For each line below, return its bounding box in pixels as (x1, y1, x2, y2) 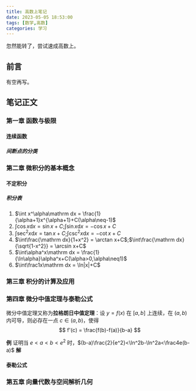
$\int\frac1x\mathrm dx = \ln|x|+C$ (14, 261, 101, 268)
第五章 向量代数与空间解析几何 (6, 377, 93, 386)
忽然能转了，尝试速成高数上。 (6, 42, 79, 49)
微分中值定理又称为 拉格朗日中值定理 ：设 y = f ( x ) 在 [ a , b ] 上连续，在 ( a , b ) (6, 309, 187, 317)
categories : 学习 (6, 25, 48, 32)
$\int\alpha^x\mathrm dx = (14, 249, 80, 256)
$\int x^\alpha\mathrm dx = (14, 209, 81, 217)
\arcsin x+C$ (54, 242, 87, 250)
